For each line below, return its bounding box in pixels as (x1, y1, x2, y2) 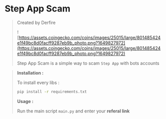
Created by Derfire (17, 19, 56, 25)
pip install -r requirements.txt (17, 89, 87, 94)
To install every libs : (17, 79, 60, 85)
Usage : (17, 98, 34, 104)
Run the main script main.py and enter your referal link (17, 108, 130, 114)
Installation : (17, 69, 44, 75)
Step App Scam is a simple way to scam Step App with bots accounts (17, 60, 159, 66)
